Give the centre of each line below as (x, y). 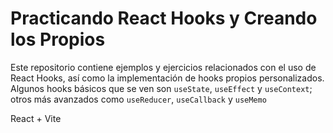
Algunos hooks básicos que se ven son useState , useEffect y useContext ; (161, 88)
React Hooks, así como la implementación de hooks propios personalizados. (167, 78)
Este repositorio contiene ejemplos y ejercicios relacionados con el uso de (163, 67)
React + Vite (36, 118)
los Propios (58, 39)
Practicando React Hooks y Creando (164, 18)
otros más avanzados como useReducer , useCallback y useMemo (138, 99)
